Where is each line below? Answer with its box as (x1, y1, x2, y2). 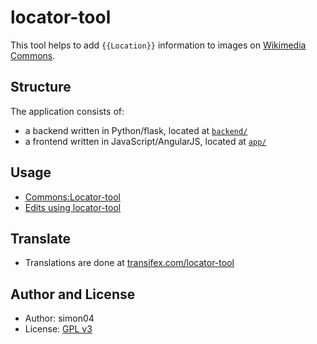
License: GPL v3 (24, 323, 93, 335)
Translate (10, 230, 71, 247)
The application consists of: (10, 105, 125, 117)
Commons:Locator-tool (24, 191, 121, 203)
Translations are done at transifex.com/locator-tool (24, 257, 235, 269)
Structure (10, 79, 72, 96)
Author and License (10, 286, 136, 303)
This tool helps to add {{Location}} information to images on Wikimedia (10, 39, 307, 51)
